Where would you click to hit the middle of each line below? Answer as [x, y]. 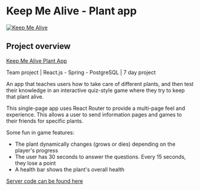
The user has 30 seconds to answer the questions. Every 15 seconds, [100, 157]
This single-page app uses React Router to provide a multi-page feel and [96, 108]
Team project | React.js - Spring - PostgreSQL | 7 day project [81, 72]
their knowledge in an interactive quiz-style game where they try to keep [96, 90]
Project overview [39, 46]
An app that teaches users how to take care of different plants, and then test [100, 84]
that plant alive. [25, 96]
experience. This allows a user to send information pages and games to [94, 114]
